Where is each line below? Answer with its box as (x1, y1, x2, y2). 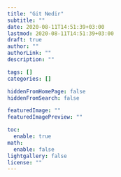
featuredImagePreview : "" (7, 114, 83, 121)
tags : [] (7, 68, 33, 76)
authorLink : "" (7, 50, 52, 57)
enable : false (13, 145, 55, 153)
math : (7, 139, 23, 146)
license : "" (7, 159, 42, 166)
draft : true (7, 37, 42, 44)
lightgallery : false (7, 152, 68, 159)
